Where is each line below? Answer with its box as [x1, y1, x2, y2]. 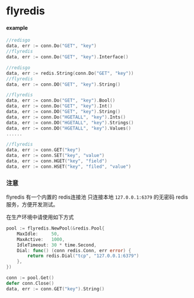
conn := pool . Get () [6, 275, 55, 281]
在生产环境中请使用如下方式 [6, 214, 74, 221]
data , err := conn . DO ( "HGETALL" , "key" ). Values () [6, 125, 132, 131]
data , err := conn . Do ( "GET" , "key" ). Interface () [6, 54, 129, 60]
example [6, 24, 28, 31]
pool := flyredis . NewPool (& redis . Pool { [6, 225, 105, 231]
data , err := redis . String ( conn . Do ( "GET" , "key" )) [6, 70, 134, 76]
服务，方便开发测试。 [6, 201, 58, 208]
